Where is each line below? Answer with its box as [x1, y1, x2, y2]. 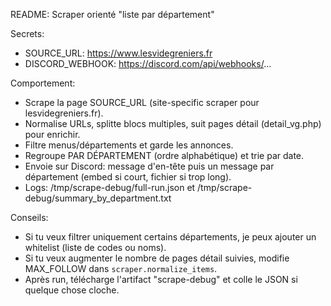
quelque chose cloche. [24, 284, 120, 296]
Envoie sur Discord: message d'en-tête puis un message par [24, 160, 275, 172]
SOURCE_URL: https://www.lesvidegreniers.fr [24, 47, 213, 59]
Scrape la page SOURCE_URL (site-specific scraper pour [24, 97, 260, 108]
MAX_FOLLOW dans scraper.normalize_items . [24, 263, 218, 274]
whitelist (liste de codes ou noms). [24, 242, 167, 253]
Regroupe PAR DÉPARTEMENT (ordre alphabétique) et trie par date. [24, 150, 305, 161]
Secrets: [10, 28, 45, 39]
